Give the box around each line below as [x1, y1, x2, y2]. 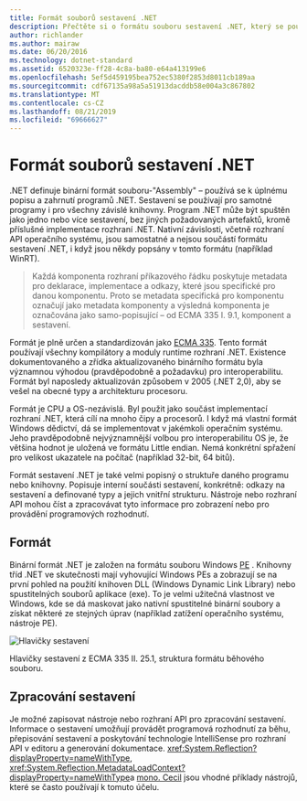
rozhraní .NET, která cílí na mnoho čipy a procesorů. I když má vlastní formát [9, 413, 297, 424]
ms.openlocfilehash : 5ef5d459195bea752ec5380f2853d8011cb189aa [9, 73, 256, 82]
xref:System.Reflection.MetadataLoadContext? [9, 762, 185, 773]
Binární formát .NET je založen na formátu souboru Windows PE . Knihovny [9, 559, 292, 570]
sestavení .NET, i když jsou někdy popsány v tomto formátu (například [9, 243, 273, 254]
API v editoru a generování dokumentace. [9, 742, 166, 753]
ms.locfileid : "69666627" [9, 115, 108, 124]
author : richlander [9, 30, 84, 39]
